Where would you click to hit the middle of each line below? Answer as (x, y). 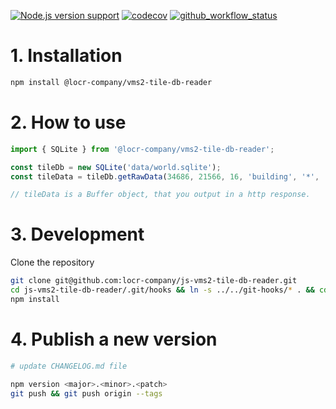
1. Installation (66, 56)
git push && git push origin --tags (86, 393)
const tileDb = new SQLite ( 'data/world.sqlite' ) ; (116, 167)
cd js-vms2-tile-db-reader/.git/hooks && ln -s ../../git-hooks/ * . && (162, 290)
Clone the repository (52, 262)
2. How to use (68, 122)
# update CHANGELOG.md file (69, 366)
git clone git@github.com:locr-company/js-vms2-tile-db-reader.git (154, 281)
